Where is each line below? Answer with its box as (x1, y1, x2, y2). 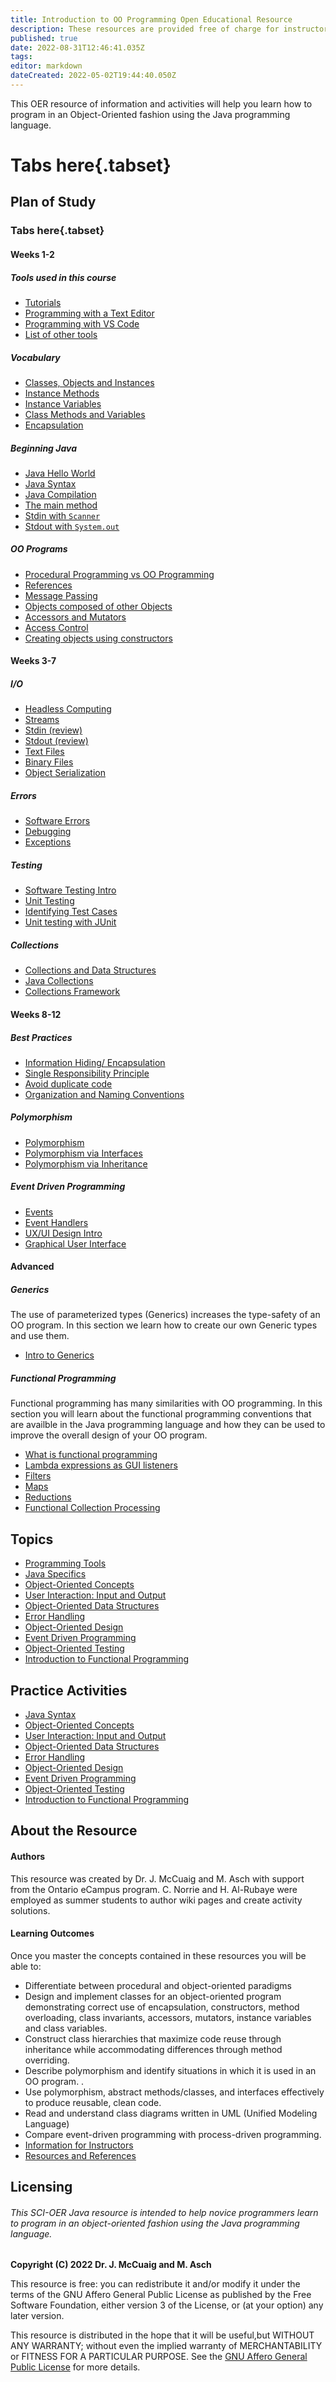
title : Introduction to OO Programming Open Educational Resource (10, 14, 293, 25)
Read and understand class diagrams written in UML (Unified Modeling (24, 2107, 318, 2119)
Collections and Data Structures (24, 964, 157, 976)
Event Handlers (24, 1216, 89, 1228)
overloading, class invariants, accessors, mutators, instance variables (24, 2011, 312, 2023)
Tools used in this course (10, 271, 117, 283)
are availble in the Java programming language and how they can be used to (10, 1419, 326, 1431)
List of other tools (24, 328, 98, 340)
